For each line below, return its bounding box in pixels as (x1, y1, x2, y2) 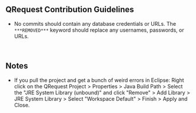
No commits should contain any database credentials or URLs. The (14, 20, 177, 27)
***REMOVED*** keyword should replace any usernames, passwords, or (14, 26, 185, 33)
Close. (14, 101, 30, 108)
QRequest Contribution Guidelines (5, 5, 134, 15)
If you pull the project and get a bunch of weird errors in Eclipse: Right (14, 76, 184, 84)
